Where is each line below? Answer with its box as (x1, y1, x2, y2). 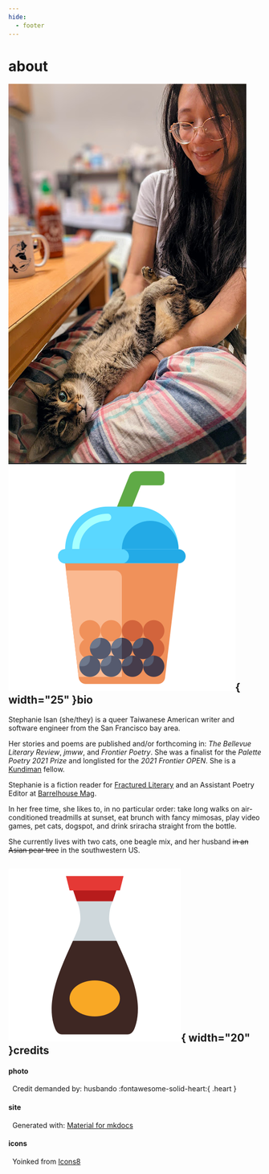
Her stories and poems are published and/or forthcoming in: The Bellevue (8, 738, 251, 748)
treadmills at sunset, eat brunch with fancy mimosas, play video (49, 812, 260, 822)
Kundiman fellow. (8, 764, 66, 774)
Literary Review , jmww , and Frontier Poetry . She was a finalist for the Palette (8, 747, 262, 757)
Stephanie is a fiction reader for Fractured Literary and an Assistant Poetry (8, 779, 255, 789)
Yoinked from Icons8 (11, 1156, 81, 1166)
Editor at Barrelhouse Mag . (8, 788, 97, 798)
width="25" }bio (8, 693, 94, 707)
